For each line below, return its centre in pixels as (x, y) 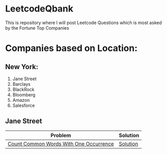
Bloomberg (24, 95)
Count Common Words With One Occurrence (61, 143)
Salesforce (24, 105)
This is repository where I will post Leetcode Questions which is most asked (83, 23)
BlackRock (23, 89)
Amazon (21, 100)
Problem (61, 135)
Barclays (22, 84)
